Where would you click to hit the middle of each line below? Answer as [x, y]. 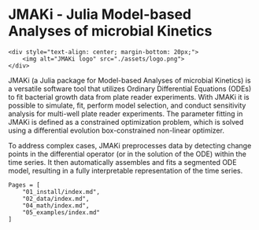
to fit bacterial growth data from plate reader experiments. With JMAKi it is [129, 97]
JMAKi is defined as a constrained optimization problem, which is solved [126, 122]
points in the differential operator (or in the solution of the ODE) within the [127, 154]
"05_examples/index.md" [61, 212]
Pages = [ [24, 185]
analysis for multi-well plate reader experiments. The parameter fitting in [126, 113]
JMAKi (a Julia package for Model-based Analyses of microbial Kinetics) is [129, 80]
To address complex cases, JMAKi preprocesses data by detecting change [130, 145]
